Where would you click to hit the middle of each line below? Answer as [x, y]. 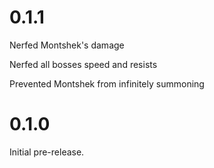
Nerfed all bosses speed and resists [83, 64]
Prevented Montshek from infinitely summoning [107, 83]
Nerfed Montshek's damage [67, 45]
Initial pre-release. [47, 152]
